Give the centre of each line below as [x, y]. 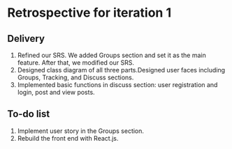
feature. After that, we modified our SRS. [76, 63]
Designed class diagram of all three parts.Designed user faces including [121, 70]
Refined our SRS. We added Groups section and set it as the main [111, 55]
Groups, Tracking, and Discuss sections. [75, 77]
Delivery [26, 39]
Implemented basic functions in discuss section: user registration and [117, 85]
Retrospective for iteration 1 [89, 13]
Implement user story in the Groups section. [81, 131]
